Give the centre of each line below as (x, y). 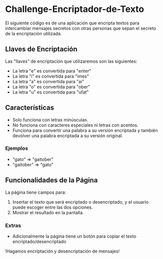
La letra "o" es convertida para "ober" (51, 87)
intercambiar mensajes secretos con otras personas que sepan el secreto (81, 28)
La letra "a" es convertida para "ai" (48, 81)
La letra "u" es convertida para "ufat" (50, 92)
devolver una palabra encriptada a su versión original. (68, 135)
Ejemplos (17, 148)
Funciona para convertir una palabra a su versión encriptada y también (85, 130)
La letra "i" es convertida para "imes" (51, 76)
